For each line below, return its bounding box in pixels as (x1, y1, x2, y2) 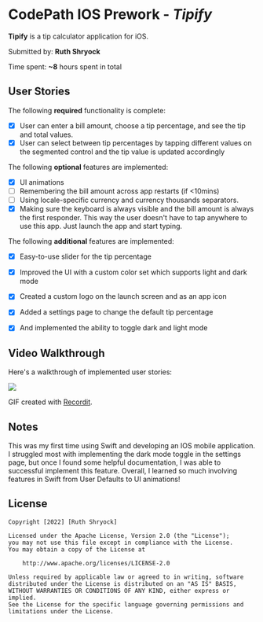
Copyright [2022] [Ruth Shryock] (8, 517, 118, 526)
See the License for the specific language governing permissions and (8, 600, 244, 609)
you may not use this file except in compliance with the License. (8, 539, 234, 547)
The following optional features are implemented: (8, 162, 169, 171)
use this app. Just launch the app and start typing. (19, 222, 183, 231)
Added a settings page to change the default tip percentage (19, 307, 214, 317)
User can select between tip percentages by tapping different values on (19, 138, 253, 147)
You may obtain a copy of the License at (8, 545, 146, 554)
